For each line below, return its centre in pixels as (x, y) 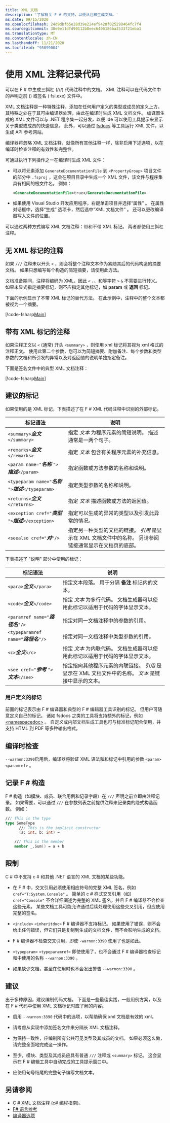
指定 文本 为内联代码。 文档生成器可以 (108, 649)
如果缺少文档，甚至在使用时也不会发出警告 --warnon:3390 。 (75, 968)
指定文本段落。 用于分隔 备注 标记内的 (108, 583)
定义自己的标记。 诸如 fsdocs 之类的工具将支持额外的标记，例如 (76, 716)
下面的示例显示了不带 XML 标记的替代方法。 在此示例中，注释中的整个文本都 (85, 298)
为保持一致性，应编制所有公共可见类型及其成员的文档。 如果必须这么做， (89, 1038)
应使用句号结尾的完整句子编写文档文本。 (55, 1072)
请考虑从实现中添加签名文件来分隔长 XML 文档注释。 (67, 1027)
